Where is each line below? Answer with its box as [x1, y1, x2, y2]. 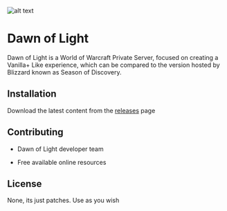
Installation [7, 88, 57, 100]
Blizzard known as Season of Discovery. [7, 68, 122, 76]
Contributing [7, 126, 64, 138]
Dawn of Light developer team [17, 145, 104, 153]
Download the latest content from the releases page [7, 106, 156, 114]
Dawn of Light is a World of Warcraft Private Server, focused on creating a [7, 53, 219, 61]
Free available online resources [17, 158, 107, 166]
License [7, 178, 42, 190]
